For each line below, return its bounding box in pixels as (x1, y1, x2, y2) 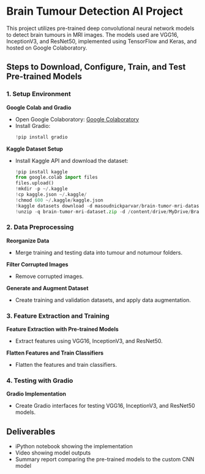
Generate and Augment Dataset (6, 284, 89, 292)
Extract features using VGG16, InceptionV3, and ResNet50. (15, 337, 163, 345)
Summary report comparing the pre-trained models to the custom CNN (15, 456, 195, 463)
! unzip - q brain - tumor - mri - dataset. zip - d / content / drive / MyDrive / (15, 208, 192, 215)
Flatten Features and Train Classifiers (6, 349, 104, 356)
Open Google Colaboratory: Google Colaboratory (15, 115, 140, 123)
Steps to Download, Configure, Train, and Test (6, 62, 186, 72)
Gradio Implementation (6, 390, 66, 397)
